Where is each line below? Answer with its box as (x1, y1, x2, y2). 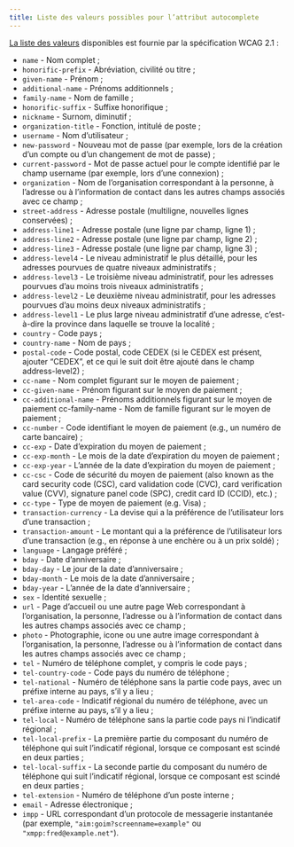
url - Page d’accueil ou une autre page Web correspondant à (21, 600, 246, 612)
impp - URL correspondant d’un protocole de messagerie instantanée (21, 808, 274, 819)
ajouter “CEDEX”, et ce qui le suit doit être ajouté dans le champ (21, 356, 255, 366)
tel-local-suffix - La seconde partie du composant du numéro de (21, 761, 267, 772)
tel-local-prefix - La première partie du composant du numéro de (21, 733, 268, 743)
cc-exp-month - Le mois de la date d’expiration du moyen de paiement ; (21, 450, 281, 461)
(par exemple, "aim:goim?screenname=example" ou (21, 818, 202, 828)
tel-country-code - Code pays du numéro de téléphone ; (21, 667, 230, 678)
